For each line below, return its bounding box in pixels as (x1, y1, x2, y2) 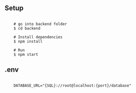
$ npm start (13, 52, 38, 57)
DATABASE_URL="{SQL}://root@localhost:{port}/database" (13, 83, 132, 88)
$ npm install (13, 39, 43, 44)
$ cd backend (13, 26, 41, 31)
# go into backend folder (13, 21, 68, 26)
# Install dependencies (13, 34, 63, 39)
